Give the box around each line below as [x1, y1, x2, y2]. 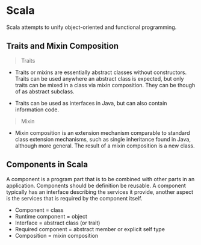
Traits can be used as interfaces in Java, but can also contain [14, 99, 167, 107]
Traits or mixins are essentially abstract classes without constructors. [14, 69, 187, 76]
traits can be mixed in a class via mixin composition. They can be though [14, 81, 196, 88]
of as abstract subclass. [14, 88, 75, 95]
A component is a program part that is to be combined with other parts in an [6, 175, 195, 182]
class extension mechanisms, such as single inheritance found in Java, [14, 135, 191, 143]
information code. [14, 106, 59, 113]
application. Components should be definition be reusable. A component [6, 182, 187, 189]
